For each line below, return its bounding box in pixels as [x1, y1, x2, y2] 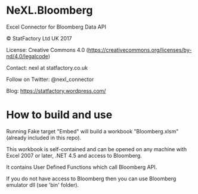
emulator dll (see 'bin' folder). [6, 181, 79, 188]
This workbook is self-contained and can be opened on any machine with [6, 145, 187, 152]
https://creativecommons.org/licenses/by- [88, 46, 192, 54]
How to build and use [6, 108, 113, 122]
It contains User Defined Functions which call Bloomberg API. [6, 163, 157, 170]
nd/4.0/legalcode [6, 52, 49, 60]
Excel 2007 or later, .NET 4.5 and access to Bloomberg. [6, 152, 142, 159]
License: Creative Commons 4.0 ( [6, 46, 88, 54]
